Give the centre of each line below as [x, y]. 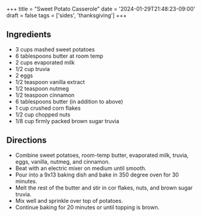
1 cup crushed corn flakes [48, 108]
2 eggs [24, 75]
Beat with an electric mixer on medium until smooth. [81, 168]
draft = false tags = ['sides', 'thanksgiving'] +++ [67, 15]
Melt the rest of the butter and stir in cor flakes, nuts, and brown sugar [104, 188]
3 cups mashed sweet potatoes [55, 49]
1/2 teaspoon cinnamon [45, 95]
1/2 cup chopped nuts [43, 114]
